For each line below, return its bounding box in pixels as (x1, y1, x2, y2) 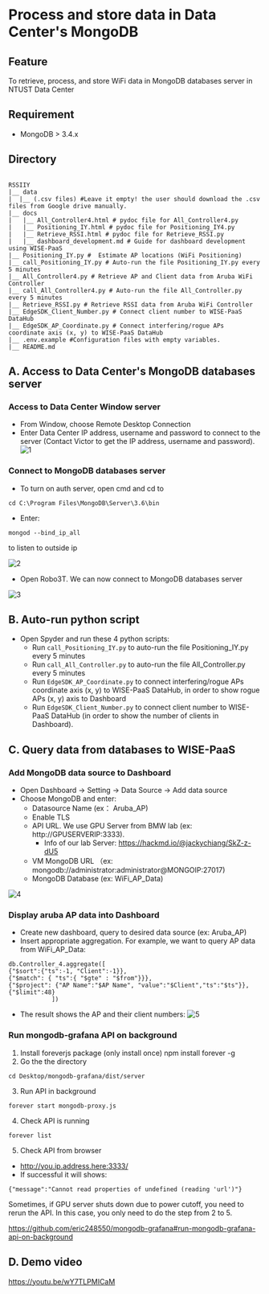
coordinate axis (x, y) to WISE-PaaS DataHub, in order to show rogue (31, 685, 260, 695)
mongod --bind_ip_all (8, 528, 81, 536)
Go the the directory (19, 1056, 87, 1066)
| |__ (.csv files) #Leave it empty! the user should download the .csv (8, 195, 261, 203)
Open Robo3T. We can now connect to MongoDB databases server (19, 573, 243, 584)
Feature (8, 55, 48, 68)
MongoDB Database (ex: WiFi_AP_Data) (31, 874, 164, 884)
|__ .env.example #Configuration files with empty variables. (8, 335, 221, 343)
